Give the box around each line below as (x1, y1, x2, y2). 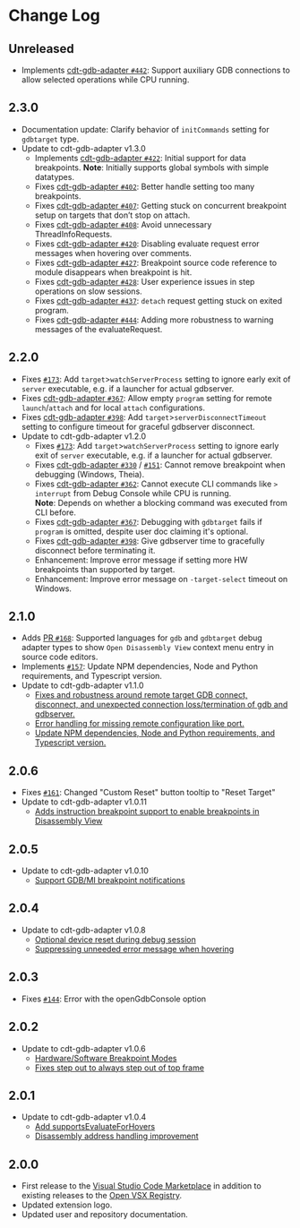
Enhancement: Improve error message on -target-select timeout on (34, 573, 288, 584)
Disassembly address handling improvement (34, 1130, 199, 1142)
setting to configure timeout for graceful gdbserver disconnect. (21, 421, 256, 432)
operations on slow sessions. (34, 286, 142, 296)
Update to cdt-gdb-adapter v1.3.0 (21, 142, 146, 153)
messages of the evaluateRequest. (34, 323, 163, 334)
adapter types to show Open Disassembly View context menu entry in (21, 642, 274, 653)
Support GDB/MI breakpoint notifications (34, 875, 185, 886)
